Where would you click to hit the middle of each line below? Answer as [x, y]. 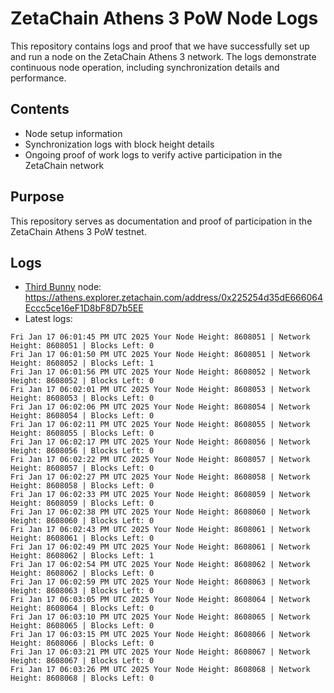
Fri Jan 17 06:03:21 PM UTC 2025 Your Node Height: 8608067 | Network [160, 652]
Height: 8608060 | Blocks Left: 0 [82, 521]
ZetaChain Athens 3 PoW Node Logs [164, 18]
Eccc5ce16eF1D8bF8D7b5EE [84, 308]
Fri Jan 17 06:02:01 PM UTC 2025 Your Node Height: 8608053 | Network [160, 390]
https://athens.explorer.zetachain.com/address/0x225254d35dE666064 [173, 298]
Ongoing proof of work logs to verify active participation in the [153, 154]
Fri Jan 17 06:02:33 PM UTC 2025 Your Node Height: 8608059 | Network [160, 495]
